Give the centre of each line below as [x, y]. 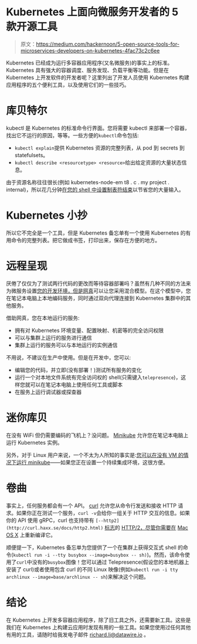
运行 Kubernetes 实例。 [34, 442]
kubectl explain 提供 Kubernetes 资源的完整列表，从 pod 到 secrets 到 [99, 148]
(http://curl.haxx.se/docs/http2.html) [55, 528]
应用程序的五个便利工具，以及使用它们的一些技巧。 [68, 84]
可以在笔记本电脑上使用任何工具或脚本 [77, 384]
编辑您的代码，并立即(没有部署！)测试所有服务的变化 [78, 370]
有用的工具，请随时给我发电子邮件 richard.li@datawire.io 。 [78, 635]
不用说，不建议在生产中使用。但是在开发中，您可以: [69, 357]
